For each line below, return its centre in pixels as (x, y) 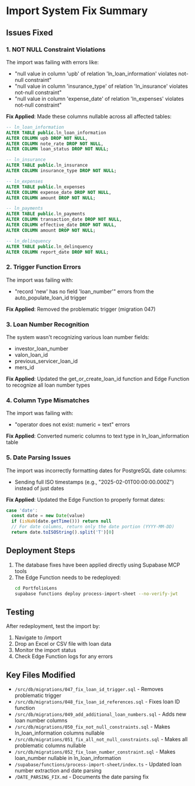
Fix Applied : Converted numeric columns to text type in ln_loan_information (97, 436)
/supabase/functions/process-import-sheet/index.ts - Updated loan (98, 764)
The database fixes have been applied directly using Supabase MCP (97, 565)
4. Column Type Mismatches (48, 400)
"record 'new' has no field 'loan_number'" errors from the (84, 291)
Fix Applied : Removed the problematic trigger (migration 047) (81, 309)
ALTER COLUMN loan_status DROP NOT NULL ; (58, 149)
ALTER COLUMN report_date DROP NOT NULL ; (58, 252)
